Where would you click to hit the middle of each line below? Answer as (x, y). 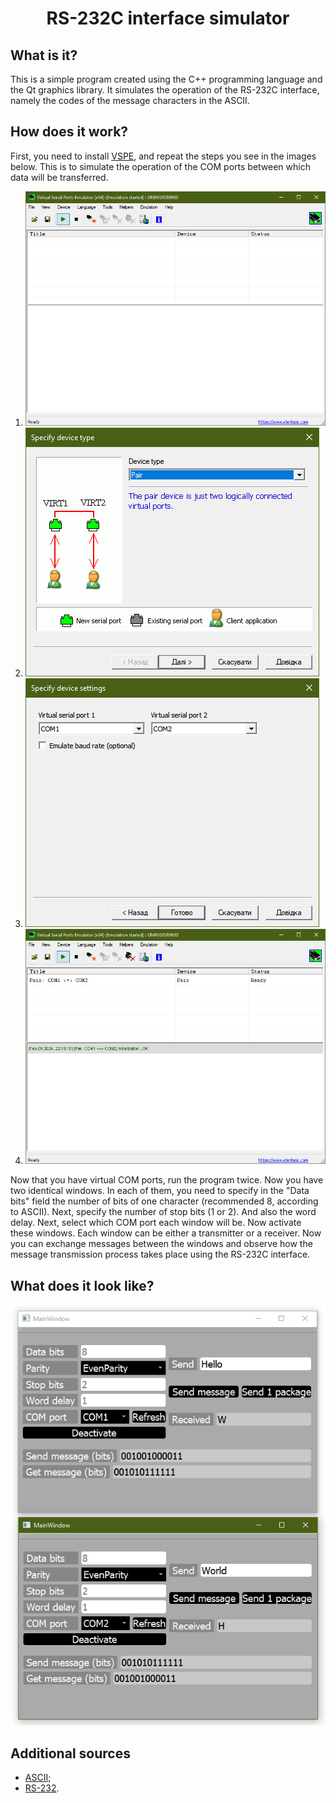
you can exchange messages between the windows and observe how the (161, 1244)
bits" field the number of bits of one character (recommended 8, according (164, 1201)
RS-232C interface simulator (168, 18)
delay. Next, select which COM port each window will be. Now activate (156, 1223)
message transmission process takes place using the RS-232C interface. (160, 1254)
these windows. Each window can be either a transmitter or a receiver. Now (166, 1233)
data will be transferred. (59, 177)
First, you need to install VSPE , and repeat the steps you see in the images (163, 156)
